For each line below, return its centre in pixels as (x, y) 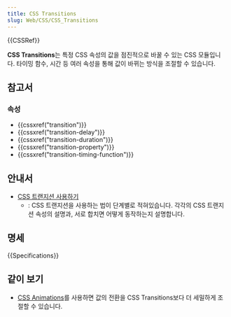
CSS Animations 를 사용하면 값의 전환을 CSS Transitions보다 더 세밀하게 (117, 297)
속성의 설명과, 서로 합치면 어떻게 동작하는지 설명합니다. (110, 214)
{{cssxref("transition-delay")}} (61, 132)
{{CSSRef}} (24, 40)
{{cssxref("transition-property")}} (66, 147)
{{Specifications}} (33, 255)
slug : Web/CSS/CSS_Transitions (53, 20)
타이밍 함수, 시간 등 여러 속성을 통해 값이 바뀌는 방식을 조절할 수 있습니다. (116, 63)
